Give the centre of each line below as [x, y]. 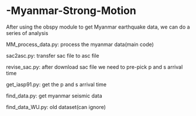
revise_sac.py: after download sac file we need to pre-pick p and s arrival [94, 67]
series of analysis [27, 33]
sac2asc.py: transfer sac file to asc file [53, 55]
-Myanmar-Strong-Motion [71, 11]
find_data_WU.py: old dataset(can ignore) [56, 107]
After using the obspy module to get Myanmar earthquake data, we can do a [98, 27]
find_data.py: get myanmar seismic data [54, 96]
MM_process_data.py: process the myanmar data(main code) [80, 44]
